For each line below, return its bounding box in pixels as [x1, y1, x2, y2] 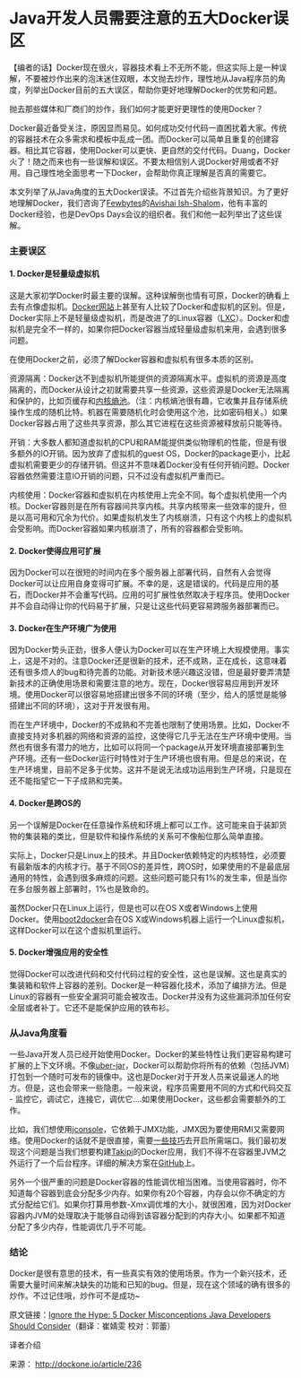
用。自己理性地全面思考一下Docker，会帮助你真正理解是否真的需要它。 [9, 167, 271, 178]
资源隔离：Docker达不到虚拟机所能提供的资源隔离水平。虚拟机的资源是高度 [9, 373, 288, 384]
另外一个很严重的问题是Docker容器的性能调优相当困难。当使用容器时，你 [9, 1176, 279, 1188]
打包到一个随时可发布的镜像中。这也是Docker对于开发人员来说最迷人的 [9, 1071, 271, 1082]
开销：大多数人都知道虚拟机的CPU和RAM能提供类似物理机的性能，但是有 [9, 437, 279, 448]
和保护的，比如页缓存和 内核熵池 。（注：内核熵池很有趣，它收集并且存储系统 [9, 395, 288, 406]
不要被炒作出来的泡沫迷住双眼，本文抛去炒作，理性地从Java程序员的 [24, 73, 279, 83]
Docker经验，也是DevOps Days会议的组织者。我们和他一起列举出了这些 [9, 208, 275, 220]
